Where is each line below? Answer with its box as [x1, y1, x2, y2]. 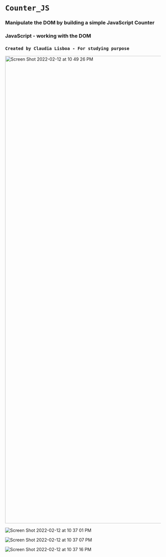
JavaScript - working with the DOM [5, 33, 91, 39]
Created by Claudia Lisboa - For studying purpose [5, 45, 129, 51]
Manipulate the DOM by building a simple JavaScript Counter [5, 19, 155, 26]
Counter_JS [5, 3, 50, 13]
